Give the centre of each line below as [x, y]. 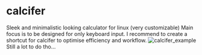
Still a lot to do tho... [31, 47]
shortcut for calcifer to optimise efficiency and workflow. [77, 40]
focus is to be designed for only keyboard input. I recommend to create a [97, 33]
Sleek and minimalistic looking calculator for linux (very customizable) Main [100, 27]
